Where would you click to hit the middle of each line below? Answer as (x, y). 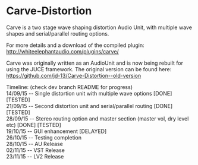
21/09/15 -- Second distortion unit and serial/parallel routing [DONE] (89, 106)
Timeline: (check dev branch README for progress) (69, 87)
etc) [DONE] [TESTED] (34, 125)
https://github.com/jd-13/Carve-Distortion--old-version (74, 75)
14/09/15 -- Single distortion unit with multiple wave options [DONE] (89, 93)
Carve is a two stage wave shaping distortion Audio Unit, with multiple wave (99, 27)
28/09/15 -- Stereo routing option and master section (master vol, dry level (98, 118)
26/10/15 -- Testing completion (44, 137)
